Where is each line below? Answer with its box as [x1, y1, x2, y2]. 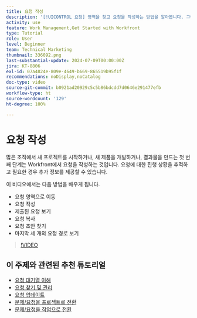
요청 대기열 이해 [14, 276, 51, 284]
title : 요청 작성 [6, 8, 44, 15]
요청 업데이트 [14, 291, 45, 299]
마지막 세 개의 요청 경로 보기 [14, 230, 79, 237]
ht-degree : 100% [6, 101, 46, 107]
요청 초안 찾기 [14, 223, 46, 230]
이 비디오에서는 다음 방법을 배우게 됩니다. [6, 181, 100, 188]
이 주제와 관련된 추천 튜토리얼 [6, 260, 106, 270]
